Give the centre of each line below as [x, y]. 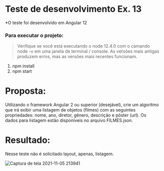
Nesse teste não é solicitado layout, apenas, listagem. [59, 154]
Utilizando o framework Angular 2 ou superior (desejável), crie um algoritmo [82, 105]
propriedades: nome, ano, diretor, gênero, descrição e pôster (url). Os [76, 115]
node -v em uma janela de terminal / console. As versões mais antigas [88, 51]
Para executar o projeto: [34, 35]
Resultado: [28, 140]
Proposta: [26, 91]
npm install [23, 66]
